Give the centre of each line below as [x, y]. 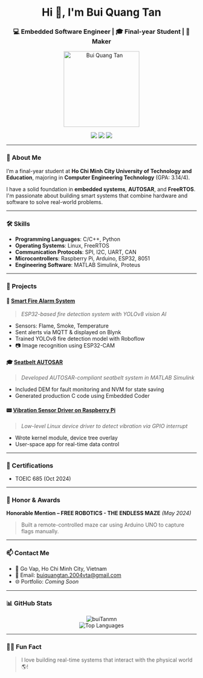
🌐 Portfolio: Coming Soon [47, 581]
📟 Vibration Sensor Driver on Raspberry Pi [61, 410]
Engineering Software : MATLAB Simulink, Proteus [78, 265]
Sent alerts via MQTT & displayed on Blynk [68, 332]
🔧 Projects [22, 286]
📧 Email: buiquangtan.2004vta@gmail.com [68, 575]
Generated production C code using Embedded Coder [82, 396]
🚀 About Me [24, 158]
